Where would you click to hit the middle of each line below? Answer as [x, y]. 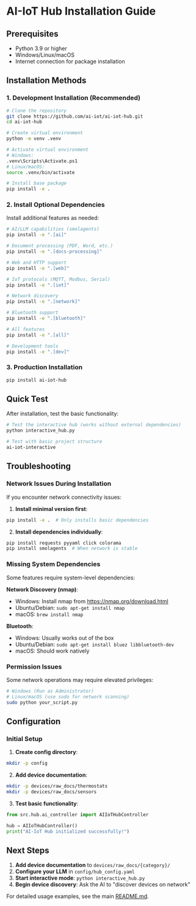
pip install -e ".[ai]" [37, 235]
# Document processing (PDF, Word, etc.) [60, 246]
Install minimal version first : [51, 509]
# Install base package [37, 183]
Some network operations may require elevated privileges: [80, 679]
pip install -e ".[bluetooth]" [46, 319]
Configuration [34, 721]
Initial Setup [24, 739]
